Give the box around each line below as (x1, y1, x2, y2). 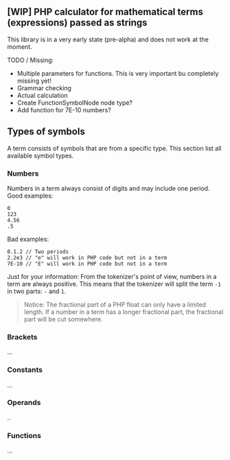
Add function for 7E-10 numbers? (16, 105, 111, 114)
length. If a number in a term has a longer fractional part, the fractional (23, 307, 224, 316)
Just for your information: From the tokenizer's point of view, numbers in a (7, 272, 217, 280)
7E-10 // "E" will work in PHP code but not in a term (7, 260, 168, 267)
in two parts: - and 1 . (7, 286, 67, 295)
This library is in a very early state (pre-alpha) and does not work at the (7, 35, 209, 43)
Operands (7, 398, 41, 408)
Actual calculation (16, 91, 69, 99)
